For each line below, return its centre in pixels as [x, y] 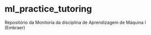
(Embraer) [15, 27]
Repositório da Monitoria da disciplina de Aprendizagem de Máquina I [75, 22]
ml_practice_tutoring [48, 9]
